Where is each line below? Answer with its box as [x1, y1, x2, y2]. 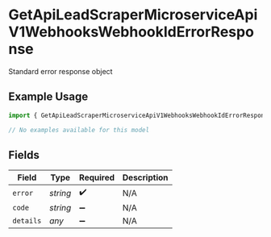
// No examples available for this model [8, 126, 150, 134]
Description [122, 172, 169, 183]
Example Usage [8, 90, 89, 104]
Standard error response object [8, 66, 113, 76]
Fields [8, 148, 40, 162]
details [12, 216, 42, 226]
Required [79, 172, 115, 183]
